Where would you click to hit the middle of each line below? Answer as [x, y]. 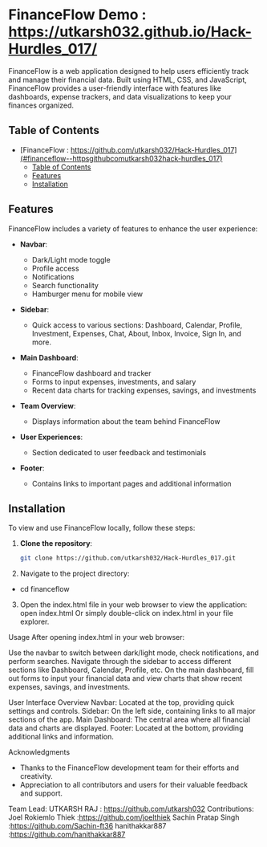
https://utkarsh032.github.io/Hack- [130, 32]
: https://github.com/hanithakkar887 [67, 835]
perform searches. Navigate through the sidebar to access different [120, 662]
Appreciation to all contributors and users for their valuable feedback [134, 785]
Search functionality [65, 285]
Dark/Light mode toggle [71, 259]
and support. [41, 793]
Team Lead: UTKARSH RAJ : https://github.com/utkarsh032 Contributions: [131, 809]
